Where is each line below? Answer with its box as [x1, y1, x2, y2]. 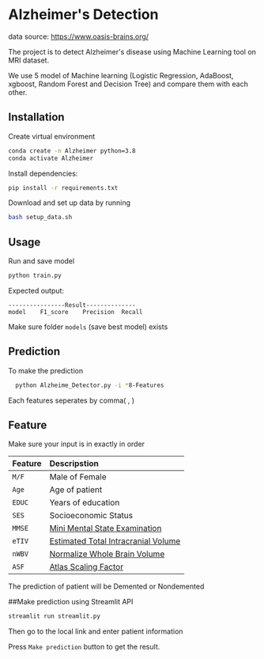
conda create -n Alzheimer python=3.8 [8, 146, 136, 155]
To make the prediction [8, 365, 84, 375]
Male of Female [49, 472, 107, 483]
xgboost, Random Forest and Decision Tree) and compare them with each [8, 79, 249, 89]
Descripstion [49, 458, 99, 469]
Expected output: [8, 286, 65, 295]
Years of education [49, 497, 120, 508]
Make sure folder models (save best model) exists [8, 322, 168, 331]
